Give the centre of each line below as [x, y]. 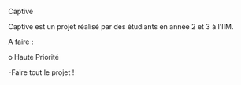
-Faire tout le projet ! [41, 72]
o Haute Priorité [33, 57]
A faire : [21, 42]
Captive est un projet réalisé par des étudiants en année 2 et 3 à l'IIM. [121, 26]
